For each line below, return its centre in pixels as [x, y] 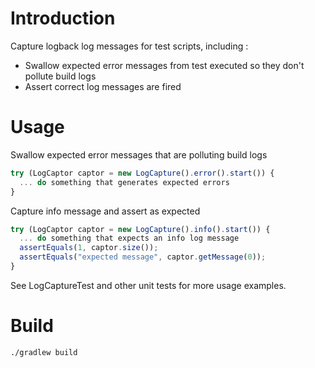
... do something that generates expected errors [124, 182]
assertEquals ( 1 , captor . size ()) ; [89, 248]
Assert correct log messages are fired [103, 86]
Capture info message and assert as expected [105, 211]
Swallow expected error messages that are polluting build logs [139, 154]
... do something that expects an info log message [129, 238]
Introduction [63, 18]
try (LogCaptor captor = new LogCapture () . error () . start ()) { [142, 173]
